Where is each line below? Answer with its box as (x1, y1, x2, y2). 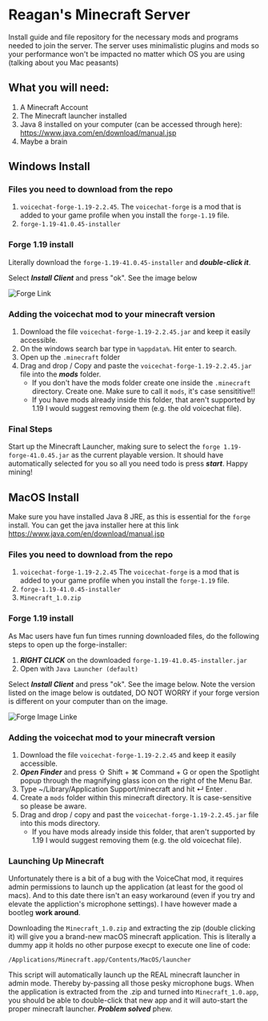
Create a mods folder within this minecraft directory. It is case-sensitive (19, 793, 252, 803)
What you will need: (8, 81, 110, 95)
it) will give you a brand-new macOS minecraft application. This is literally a (8, 932, 257, 942)
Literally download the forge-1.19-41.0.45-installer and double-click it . (8, 257, 251, 266)
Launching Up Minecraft (8, 855, 104, 866)
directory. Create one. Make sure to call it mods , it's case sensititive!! (31, 387, 256, 397)
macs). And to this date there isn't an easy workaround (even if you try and (8, 891, 255, 901)
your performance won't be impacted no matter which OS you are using (8, 49, 246, 59)
